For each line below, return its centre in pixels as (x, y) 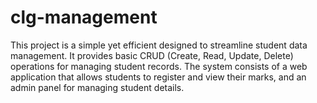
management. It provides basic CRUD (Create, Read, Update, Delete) (152, 55)
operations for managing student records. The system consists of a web (159, 66)
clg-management (84, 17)
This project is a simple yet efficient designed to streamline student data (159, 45)
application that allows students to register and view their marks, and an (158, 77)
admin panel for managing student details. (97, 87)
